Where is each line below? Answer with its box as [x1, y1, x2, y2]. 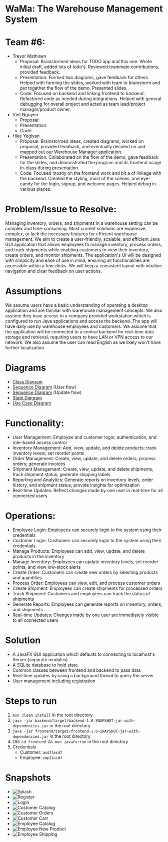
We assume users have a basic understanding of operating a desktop [5, 302, 148, 308]
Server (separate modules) [12, 656, 68, 662]
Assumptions [5, 286, 62, 297]
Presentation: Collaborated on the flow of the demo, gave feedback [19, 154, 159, 160]
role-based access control [12, 439, 67, 446]
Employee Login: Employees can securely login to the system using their [12, 527, 162, 533]
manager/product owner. [19, 106, 71, 113]
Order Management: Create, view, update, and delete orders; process [12, 455, 156, 461]
